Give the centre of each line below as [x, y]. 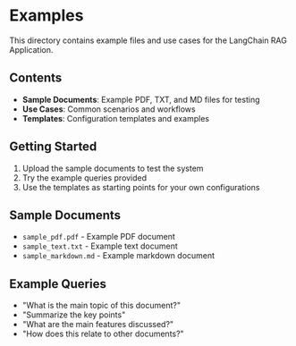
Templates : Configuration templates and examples [116, 118]
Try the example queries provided [85, 177]
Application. [31, 49]
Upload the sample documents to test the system [113, 168]
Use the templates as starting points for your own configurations [141, 187]
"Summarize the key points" [74, 315]
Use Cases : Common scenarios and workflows [109, 109]
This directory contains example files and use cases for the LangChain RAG [148, 40]
